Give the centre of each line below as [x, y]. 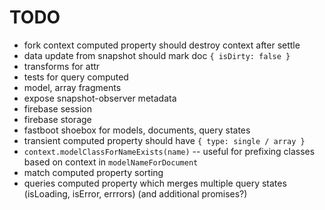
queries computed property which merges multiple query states [155, 183]
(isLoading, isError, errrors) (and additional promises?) [135, 193]
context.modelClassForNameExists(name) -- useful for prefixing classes [169, 151]
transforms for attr [62, 66]
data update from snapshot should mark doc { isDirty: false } [157, 55]
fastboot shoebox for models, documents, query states [137, 130]
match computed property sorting [93, 172]
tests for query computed [76, 77]
